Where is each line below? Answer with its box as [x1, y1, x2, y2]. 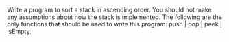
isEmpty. [7, 27, 32, 35]
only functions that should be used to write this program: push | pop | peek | [7, 20, 223, 28]
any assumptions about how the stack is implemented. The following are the [7, 13, 222, 21]
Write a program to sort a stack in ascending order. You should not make [7, 6, 212, 14]
